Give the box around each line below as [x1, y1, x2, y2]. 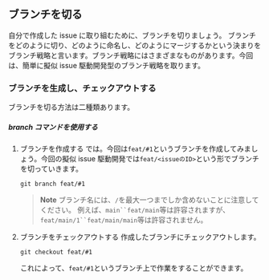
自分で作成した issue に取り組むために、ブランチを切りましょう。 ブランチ [8, 30, 257, 40]
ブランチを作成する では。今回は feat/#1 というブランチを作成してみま [19, 144, 251, 154]
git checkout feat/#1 [19, 248, 92, 257]
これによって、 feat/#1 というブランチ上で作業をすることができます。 [19, 263, 248, 273]
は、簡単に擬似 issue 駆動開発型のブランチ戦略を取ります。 [8, 60, 206, 70]
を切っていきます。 [19, 164, 83, 174]
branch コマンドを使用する [8, 122, 99, 132]
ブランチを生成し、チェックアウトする [8, 83, 157, 94]
